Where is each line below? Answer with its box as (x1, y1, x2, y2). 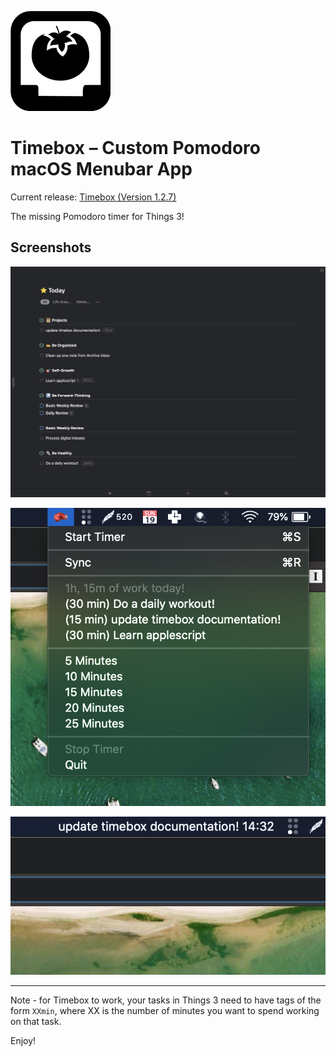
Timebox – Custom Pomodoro (10, 137, 261, 160)
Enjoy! (10, 1035, 37, 1047)
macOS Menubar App (10, 158, 193, 181)
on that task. (10, 1016, 62, 1028)
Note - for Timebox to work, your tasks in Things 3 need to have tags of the (10, 994, 322, 1006)
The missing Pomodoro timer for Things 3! (10, 210, 185, 222)
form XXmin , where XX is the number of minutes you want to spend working (10, 1005, 320, 1017)
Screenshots (10, 239, 92, 256)
